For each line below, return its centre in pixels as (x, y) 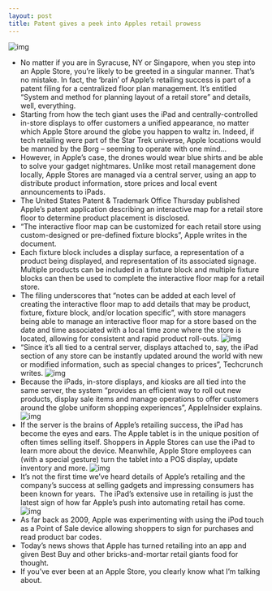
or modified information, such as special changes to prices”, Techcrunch (142, 364)
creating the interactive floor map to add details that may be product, (136, 304)
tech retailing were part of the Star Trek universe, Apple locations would (140, 140)
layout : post (30, 16)
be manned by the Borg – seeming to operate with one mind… (123, 149)
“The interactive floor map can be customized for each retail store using (140, 226)
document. (38, 244)
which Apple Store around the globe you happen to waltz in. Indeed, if (137, 132)
